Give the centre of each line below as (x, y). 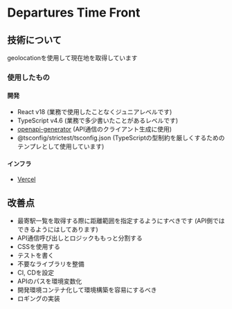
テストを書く (35, 255)
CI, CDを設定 (36, 273)
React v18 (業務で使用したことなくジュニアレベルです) (95, 112)
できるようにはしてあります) (57, 230)
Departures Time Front (74, 13)
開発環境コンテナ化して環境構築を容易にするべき (87, 290)
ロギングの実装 (38, 299)
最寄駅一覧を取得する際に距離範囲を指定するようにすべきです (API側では (121, 221)
